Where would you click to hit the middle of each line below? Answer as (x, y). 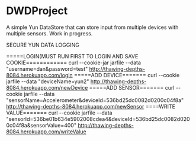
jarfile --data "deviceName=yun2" (48, 81)
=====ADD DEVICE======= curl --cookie (127, 75)
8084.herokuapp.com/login (39, 75)
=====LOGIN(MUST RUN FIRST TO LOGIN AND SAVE (72, 56)
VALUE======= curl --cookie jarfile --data (59, 113)
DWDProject (37, 11)
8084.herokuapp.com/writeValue (46, 132)
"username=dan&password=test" (47, 68)
